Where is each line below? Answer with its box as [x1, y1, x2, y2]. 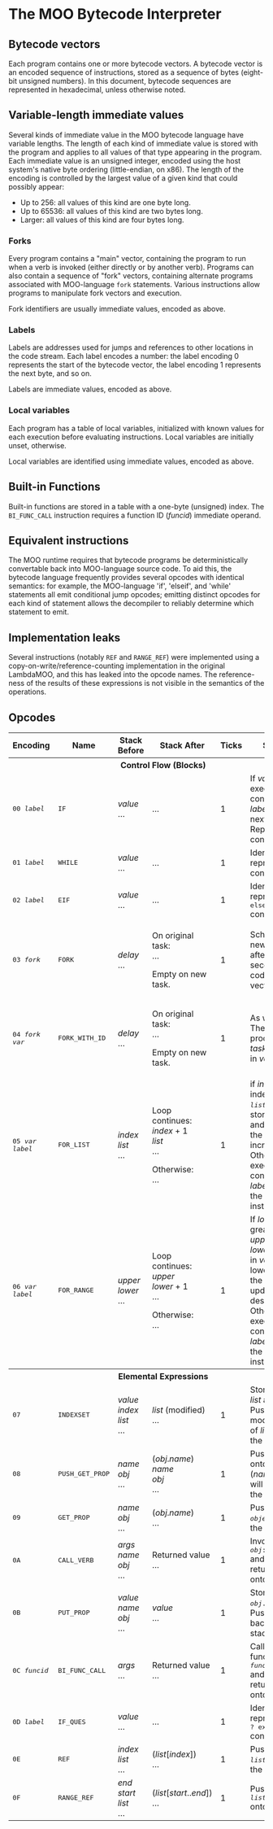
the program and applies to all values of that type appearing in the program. [8, 147, 262, 157]
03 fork [12, 955, 41, 964]
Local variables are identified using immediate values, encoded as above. [8, 456, 254, 466]
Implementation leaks [8, 631, 121, 644]
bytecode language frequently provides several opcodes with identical [8, 573, 245, 583]
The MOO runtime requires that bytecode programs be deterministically [8, 555, 249, 565]
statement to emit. [8, 607, 69, 617]
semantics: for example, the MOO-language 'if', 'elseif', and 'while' [8, 581, 232, 591]
